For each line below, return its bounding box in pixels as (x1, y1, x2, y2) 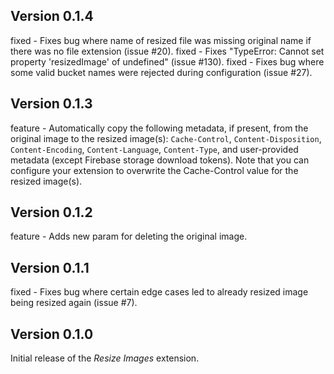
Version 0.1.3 (10, 95, 93, 113)
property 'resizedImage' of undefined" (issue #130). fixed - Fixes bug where (10, 55, 325, 68)
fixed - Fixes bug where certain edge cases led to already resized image (10, 286, 309, 298)
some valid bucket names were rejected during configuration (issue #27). (10, 66, 313, 78)
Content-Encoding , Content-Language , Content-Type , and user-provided (10, 143, 299, 155)
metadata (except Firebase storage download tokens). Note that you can (10, 154, 310, 166)
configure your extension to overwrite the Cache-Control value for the (10, 164, 299, 176)
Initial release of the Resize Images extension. (10, 352, 200, 364)
